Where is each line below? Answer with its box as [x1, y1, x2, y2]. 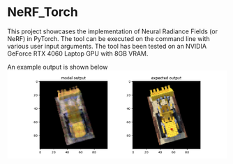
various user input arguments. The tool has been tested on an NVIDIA [7, 42, 207, 50]
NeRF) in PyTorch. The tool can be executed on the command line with [7, 34, 211, 42]
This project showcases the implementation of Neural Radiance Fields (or [7, 27, 218, 35]
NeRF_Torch [7, 4, 78, 20]
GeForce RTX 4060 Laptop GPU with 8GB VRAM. [7, 49, 149, 58]
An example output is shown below [7, 63, 108, 71]
